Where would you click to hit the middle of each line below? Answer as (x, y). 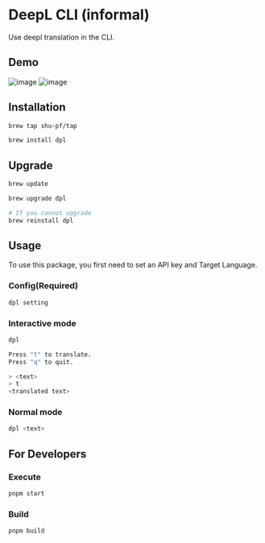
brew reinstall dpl (41, 220)
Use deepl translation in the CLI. (62, 37)
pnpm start (27, 494)
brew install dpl (37, 140)
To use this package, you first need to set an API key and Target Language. (133, 265)
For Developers (48, 454)
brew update (28, 184)
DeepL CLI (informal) (79, 15)
